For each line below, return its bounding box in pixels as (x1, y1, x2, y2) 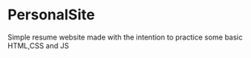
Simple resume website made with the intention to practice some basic (7, 32, 243, 42)
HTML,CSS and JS (7, 40, 69, 50)
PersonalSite (7, 6, 95, 24)
